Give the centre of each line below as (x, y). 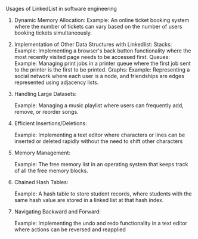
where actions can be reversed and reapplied (70, 229)
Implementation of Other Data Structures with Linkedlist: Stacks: (93, 44)
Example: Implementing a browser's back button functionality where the (103, 51)
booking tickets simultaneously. (53, 33)
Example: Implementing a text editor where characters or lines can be (100, 135)
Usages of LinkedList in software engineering (61, 9)
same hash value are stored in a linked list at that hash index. (89, 200)
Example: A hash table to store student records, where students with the (103, 194)
